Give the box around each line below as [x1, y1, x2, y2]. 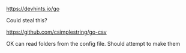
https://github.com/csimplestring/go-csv [6, 28, 107, 36]
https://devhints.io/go [6, 5, 60, 12]
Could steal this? [6, 17, 47, 23]
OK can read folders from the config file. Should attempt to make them [6, 40, 181, 47]
